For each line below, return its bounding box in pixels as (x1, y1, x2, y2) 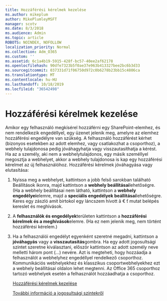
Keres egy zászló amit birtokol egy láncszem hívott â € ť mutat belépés (12, 198, 159, 204)
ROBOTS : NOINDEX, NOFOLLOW (5, 40, 62, 45)
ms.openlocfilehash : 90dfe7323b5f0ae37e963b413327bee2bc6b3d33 (5, 63, 140, 68)
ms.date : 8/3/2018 (5, 26, 44, 31)
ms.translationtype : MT (5, 73, 55, 78)
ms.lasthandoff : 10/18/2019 (5, 82, 64, 87)
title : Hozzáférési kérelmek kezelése (5, 7, 86, 13)
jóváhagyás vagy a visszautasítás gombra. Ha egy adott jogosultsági (12, 239, 156, 245)
